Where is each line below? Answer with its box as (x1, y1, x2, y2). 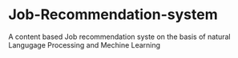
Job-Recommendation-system (8, 6, 218, 24)
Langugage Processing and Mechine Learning (8, 40, 161, 49)
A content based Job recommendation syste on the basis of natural (8, 32, 231, 41)
